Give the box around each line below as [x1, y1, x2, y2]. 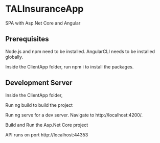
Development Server [5, 79, 73, 87]
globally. [5, 54, 24, 60]
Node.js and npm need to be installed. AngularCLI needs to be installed [5, 48, 155, 54]
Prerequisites [5, 35, 49, 43]
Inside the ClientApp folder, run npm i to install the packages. [5, 63, 134, 69]
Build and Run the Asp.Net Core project [5, 122, 88, 128]
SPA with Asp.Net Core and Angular [5, 20, 81, 26]
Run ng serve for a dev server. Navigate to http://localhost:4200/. [5, 112, 143, 118]
